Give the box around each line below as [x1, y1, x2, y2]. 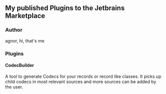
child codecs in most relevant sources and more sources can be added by [5, 79, 157, 85]
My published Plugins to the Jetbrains [5, 4, 125, 12]
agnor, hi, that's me [5, 38, 45, 44]
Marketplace [5, 12, 46, 20]
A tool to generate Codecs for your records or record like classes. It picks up [5, 73, 162, 79]
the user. [5, 84, 23, 90]
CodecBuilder [5, 62, 34, 68]
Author [5, 27, 23, 34]
